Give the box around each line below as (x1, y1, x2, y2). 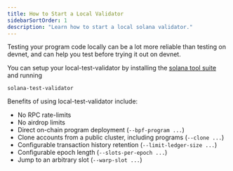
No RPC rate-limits (17, 110, 72, 120)
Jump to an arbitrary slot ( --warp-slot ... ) (17, 156, 142, 164)
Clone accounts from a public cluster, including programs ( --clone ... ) (17, 133, 225, 141)
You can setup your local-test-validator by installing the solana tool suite (7, 64, 216, 72)
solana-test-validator (7, 85, 74, 92)
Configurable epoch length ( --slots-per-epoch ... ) (17, 148, 168, 157)
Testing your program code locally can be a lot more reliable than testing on (7, 43, 227, 51)
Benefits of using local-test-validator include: (7, 97, 138, 106)
